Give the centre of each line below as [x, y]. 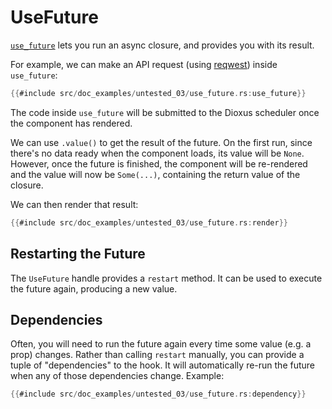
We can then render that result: [74, 204]
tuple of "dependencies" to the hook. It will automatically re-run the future [162, 365]
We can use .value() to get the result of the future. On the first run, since [161, 142]
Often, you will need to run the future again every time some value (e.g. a [161, 344]
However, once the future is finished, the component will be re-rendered [159, 163]
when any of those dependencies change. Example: [117, 376]
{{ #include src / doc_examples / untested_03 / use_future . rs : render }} [149, 222]
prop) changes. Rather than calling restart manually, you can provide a [157, 355]
